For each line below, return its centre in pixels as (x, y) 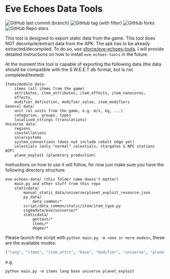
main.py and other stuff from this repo (57, 184)
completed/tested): (25, 75)
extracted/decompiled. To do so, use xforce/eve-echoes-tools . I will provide (85, 49)
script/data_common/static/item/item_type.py (72, 206)
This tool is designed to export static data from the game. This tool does (80, 38)
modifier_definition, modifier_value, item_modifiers (72, 102)
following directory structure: (35, 170)
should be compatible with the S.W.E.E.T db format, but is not (69, 69)
